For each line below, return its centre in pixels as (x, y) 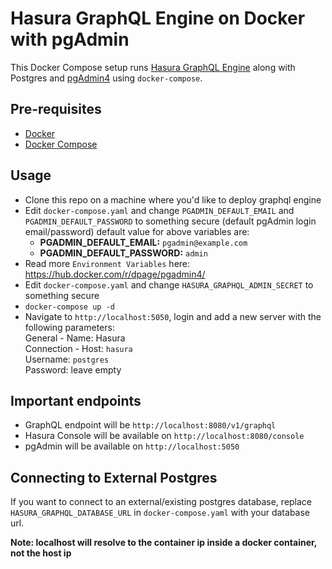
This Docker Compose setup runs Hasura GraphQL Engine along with (153, 67)
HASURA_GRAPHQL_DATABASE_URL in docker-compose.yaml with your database (160, 513)
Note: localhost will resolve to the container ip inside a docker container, (164, 543)
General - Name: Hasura (75, 338)
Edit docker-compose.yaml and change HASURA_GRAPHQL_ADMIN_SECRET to (169, 284)
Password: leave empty (73, 369)
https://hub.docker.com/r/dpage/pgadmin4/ (115, 274)
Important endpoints (76, 400)
